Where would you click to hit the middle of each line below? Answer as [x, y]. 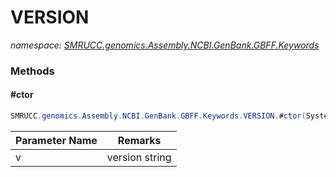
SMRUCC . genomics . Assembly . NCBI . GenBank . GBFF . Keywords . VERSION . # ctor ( [158, 116]
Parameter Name [56, 140]
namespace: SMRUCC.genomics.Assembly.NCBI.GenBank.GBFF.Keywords [165, 45]
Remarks [139, 140]
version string [139, 157]
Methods [32, 71]
